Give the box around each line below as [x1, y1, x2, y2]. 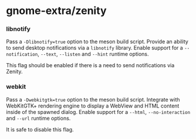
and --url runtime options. [6, 114, 71, 121]
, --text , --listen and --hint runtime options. [37, 51, 149, 58]
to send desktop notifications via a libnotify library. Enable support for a [6, 44, 183, 51]
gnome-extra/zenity [6, 4, 107, 18]
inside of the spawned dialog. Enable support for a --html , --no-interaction [6, 108, 191, 115]
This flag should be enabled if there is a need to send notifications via [6, 62, 175, 69]
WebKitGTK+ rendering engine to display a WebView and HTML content [6, 102, 180, 109]
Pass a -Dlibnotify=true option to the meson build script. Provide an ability [6, 38, 189, 45]
